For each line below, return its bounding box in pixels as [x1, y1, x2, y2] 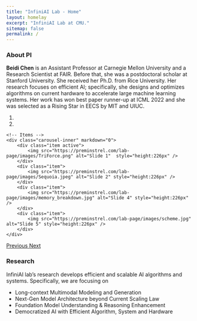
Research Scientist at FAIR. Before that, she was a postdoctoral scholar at [6, 71, 187, 78]
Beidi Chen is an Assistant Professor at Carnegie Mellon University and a [6, 64, 187, 72]
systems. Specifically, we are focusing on [6, 277, 109, 284]
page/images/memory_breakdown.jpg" [6, 195, 95, 201]
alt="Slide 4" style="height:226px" [97, 195, 189, 201]
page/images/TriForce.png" [6, 153, 74, 159]
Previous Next [6, 242, 41, 249]
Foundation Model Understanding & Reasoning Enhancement [14, 301, 166, 308]
